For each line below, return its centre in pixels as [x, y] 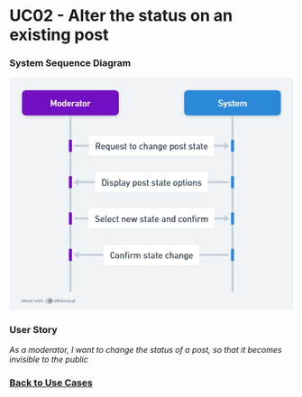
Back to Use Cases [51, 383]
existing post [59, 35]
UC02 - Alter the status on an [121, 16]
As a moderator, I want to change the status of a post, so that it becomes [146, 349]
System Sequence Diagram [70, 63]
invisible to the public [49, 359]
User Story [33, 330]
